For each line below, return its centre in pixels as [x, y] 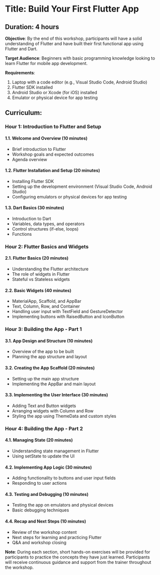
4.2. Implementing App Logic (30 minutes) [48, 467]
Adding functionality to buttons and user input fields [64, 478]
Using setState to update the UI [43, 456]
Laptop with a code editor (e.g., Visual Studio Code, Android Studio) [80, 82]
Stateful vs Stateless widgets [41, 279]
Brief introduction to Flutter [39, 149]
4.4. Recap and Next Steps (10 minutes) [45, 521]
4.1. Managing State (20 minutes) [39, 440]
